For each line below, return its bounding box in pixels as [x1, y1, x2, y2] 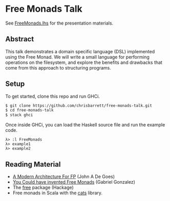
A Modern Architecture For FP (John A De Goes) [12, 173, 115, 180]
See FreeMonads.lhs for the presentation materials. [5, 20, 114, 26]
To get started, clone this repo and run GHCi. [5, 93, 100, 99]
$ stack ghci [5, 113, 33, 118]
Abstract [5, 35, 34, 43]
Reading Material [5, 160, 61, 169]
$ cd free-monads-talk [5, 108, 54, 113]
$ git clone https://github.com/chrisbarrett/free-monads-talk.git [5, 103, 153, 108]
